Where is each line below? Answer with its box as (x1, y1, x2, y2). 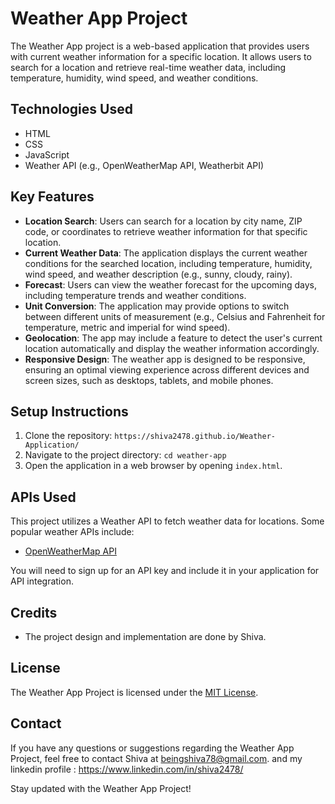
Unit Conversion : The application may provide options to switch (24, 300, 290, 312)
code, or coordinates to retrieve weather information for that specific (24, 225, 308, 237)
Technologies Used (10, 101, 133, 118)
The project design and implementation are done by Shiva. (24, 631, 267, 642)
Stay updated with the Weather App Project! (10, 782, 192, 794)
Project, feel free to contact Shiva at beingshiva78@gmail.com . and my (10, 752, 303, 764)
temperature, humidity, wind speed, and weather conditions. (10, 72, 259, 84)
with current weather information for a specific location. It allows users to (10, 50, 312, 62)
